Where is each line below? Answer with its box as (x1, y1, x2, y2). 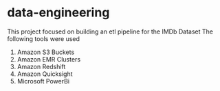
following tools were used (7, 34, 80, 42)
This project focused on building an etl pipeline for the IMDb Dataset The (7, 27, 213, 36)
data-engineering (7, 5, 110, 21)
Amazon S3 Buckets (16, 48, 75, 56)
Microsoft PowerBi (16, 77, 70, 85)
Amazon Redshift (16, 62, 66, 70)
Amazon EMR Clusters (16, 55, 81, 63)
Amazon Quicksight (16, 70, 73, 78)
